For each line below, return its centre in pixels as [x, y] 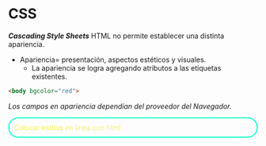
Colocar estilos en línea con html [68, 127]
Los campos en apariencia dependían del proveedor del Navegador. [120, 106]
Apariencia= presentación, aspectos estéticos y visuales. [113, 60]
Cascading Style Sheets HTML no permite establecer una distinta [116, 36]
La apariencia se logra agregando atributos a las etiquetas [126, 67]
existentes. [49, 76]
